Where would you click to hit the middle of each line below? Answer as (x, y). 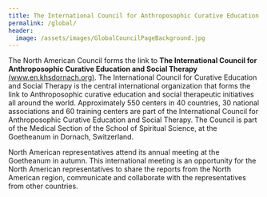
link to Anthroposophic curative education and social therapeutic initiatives (131, 95)
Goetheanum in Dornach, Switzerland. (71, 137)
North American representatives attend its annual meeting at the (114, 152)
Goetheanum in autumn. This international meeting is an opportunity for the (132, 161)
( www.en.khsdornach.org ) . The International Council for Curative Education (133, 77)
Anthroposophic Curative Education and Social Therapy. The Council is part (133, 120)
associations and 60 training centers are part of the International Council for (133, 112)
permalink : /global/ (43, 23)
